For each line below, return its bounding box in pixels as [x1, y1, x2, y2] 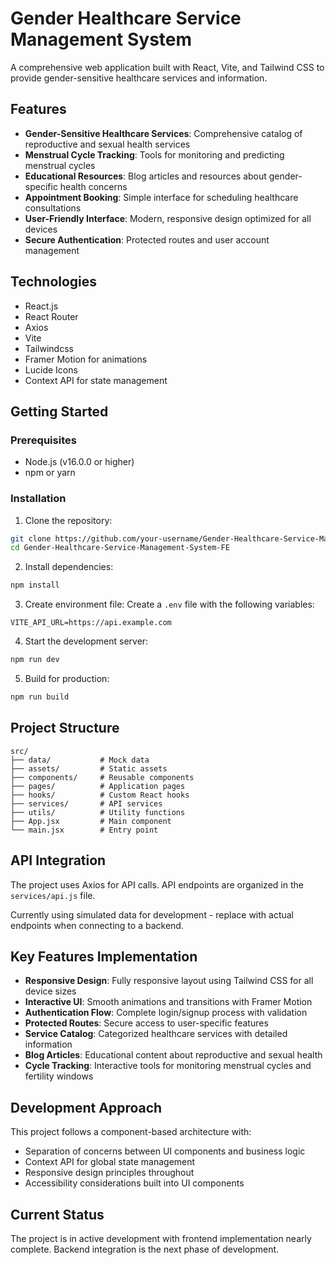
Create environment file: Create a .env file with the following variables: [24, 598, 315, 611]
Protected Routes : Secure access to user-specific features [24, 1017, 269, 1029]
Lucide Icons [24, 363, 78, 376]
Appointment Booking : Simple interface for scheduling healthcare [24, 191, 299, 203]
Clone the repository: [24, 514, 113, 526]
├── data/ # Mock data [10, 755, 150, 765]
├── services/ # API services [10, 798, 163, 809]
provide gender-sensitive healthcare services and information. [10, 72, 268, 84]
